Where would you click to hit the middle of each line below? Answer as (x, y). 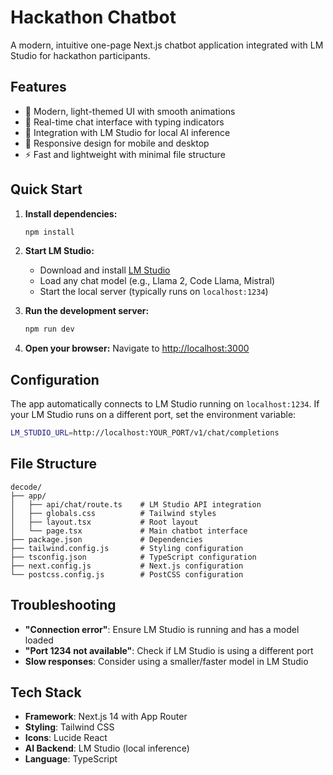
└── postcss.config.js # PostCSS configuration (127, 574)
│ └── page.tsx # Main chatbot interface (129, 531)
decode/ (26, 487)
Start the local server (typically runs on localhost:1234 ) (154, 292)
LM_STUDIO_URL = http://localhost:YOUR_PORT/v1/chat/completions (145, 433)
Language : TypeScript (71, 759)
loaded (39, 640)
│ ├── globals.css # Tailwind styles (113, 513)
